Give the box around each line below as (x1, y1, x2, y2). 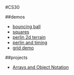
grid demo (12, 45, 34, 50)
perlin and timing (12, 39, 47, 45)
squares (12, 29, 29, 34)
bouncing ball (12, 23, 41, 29)
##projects (5, 54, 28, 60)
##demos (5, 14, 25, 19)
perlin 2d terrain (12, 34, 46, 40)
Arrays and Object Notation (12, 64, 69, 70)
